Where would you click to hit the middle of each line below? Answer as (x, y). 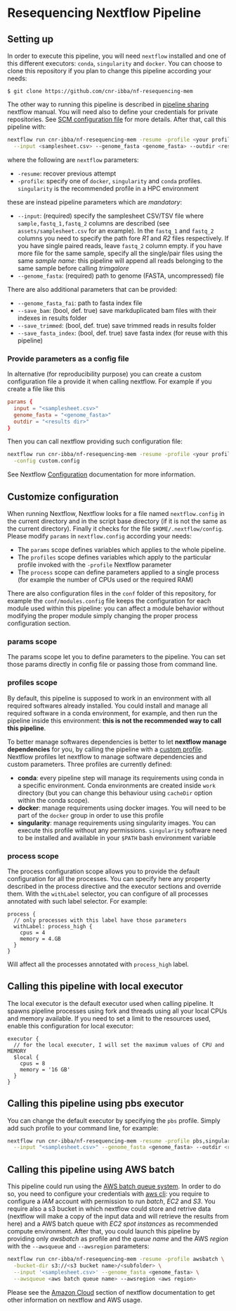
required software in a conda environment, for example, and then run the (112, 713)
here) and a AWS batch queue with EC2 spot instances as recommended (113, 1224)
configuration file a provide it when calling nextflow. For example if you (110, 381)
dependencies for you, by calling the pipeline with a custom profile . (105, 749)
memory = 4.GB (40, 939)
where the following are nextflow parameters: (73, 159)
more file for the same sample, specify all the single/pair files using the (120, 253)
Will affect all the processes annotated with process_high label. (98, 964)
